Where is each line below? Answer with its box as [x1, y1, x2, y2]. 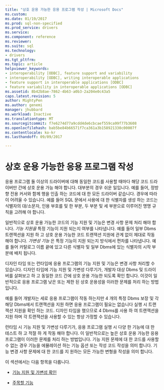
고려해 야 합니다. [14, 209, 46, 215]
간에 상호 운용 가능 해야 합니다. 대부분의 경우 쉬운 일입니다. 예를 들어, [18, 184, 150, 191]
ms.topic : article [5, 62, 43, 67]
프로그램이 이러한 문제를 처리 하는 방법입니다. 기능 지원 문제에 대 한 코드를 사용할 [5, 336, 159, 343]
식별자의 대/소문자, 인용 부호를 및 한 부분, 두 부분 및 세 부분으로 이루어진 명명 [5, 203, 151, 209]
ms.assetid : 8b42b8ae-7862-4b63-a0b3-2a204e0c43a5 [5, 89, 111, 94]
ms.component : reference [5, 35, 56, 40]
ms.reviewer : [5, 39, 32, 44]
